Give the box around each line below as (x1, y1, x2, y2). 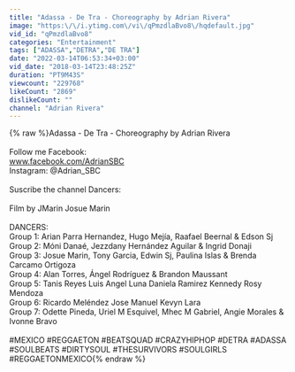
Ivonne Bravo (9, 316, 57, 327)
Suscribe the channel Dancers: (9, 184, 122, 195)
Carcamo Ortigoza (9, 260, 77, 270)
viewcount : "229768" (9, 79, 86, 88)
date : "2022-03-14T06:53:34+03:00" (9, 54, 140, 63)
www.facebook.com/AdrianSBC (9, 156, 125, 167)
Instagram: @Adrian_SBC (9, 166, 102, 176)
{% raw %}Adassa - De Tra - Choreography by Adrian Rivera (9, 128, 231, 138)
